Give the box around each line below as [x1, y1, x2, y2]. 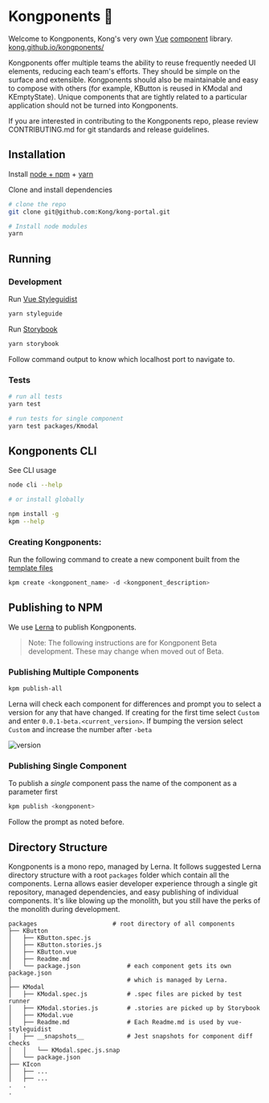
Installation [8, 148, 66, 161]
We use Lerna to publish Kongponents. [8, 622, 137, 632]
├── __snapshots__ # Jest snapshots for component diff [22, 1032, 253, 1040]
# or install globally [8, 495, 84, 504]
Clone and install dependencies [8, 185, 112, 194]
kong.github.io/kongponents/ [8, 42, 104, 51]
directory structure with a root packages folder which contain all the [8, 870, 230, 880]
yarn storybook [8, 340, 59, 348]
